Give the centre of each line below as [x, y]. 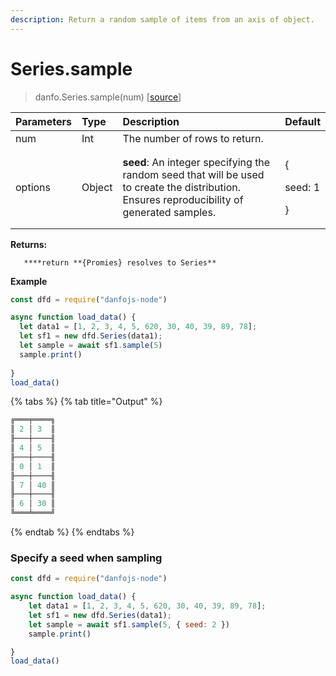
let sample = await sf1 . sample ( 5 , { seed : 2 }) [129, 624]
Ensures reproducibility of [183, 199]
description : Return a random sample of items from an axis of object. [162, 19]
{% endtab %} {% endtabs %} [72, 532]
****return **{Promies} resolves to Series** [120, 262]
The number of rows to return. [193, 138]
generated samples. [169, 212]
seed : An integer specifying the [196, 162]
